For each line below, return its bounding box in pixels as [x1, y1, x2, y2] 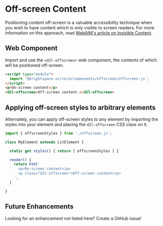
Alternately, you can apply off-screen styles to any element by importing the [5, 116, 159, 122]
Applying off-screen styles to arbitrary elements [5, 103, 156, 112]
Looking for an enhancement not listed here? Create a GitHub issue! [5, 215, 142, 221]
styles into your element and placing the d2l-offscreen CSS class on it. [5, 121, 148, 127]
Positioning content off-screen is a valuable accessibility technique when [5, 20, 152, 25]
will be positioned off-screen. [5, 62, 64, 68]
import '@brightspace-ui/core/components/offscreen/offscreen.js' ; [9, 76, 150, 81]
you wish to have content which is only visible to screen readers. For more [5, 24, 155, 30]
